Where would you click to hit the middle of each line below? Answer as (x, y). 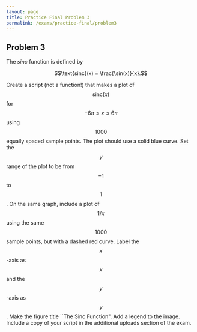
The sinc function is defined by (44, 62)
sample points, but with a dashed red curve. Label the (73, 241)
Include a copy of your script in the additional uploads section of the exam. (99, 323)
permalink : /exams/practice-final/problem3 (62, 23)
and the (16, 279)
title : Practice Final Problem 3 (48, 17)
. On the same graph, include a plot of (53, 204)
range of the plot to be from (41, 166)
